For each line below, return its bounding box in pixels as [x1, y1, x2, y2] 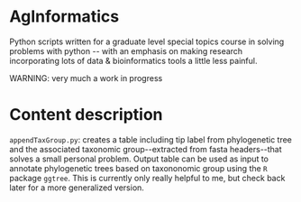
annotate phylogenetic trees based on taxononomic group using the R [9, 162, 268, 173]
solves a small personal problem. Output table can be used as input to [9, 153, 269, 164]
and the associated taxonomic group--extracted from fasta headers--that [9, 143, 282, 154]
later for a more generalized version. [9, 182, 144, 193]
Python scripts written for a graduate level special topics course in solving [9, 36, 285, 47]
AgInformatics [9, 6, 120, 27]
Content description [9, 105, 163, 125]
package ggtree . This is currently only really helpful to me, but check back [9, 172, 286, 183]
